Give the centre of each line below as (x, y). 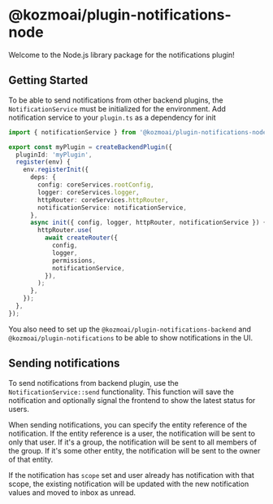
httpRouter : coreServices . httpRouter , (103, 200)
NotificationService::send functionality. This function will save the (121, 392)
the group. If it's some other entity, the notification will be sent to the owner (134, 450)
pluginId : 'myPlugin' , (54, 155)
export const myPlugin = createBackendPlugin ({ (91, 147)
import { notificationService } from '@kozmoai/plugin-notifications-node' (139, 132)
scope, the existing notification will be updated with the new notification (129, 484)
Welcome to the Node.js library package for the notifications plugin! (122, 55)
